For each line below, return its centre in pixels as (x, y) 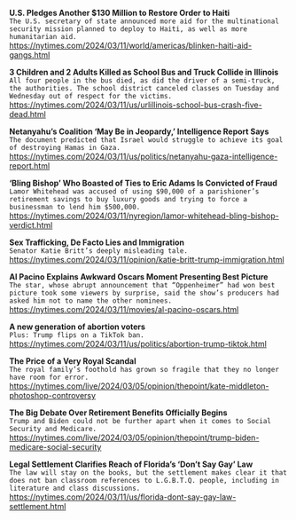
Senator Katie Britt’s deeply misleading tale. (99, 251)
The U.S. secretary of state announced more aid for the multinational (144, 21)
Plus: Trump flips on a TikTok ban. (77, 335)
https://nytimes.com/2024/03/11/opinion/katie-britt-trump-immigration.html (147, 260)
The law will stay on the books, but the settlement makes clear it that (148, 473)
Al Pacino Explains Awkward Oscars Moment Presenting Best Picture (139, 277)
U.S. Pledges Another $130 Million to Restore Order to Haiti (120, 13)
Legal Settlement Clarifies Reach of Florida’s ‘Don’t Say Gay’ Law (131, 464)
